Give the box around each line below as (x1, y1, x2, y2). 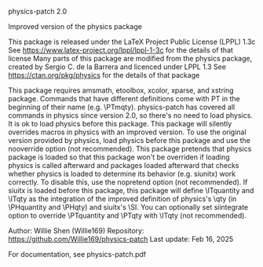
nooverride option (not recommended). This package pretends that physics (8, 144, 252, 153)
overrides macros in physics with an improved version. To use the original (8, 127, 247, 137)
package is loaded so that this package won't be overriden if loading (8, 152, 230, 162)
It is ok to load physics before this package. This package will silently (8, 119, 232, 128)
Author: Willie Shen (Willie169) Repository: (8, 226, 144, 235)
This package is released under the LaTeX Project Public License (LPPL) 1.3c (8, 37, 256, 46)
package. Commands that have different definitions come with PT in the (8, 94, 241, 103)
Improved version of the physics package (8, 22, 143, 31)
